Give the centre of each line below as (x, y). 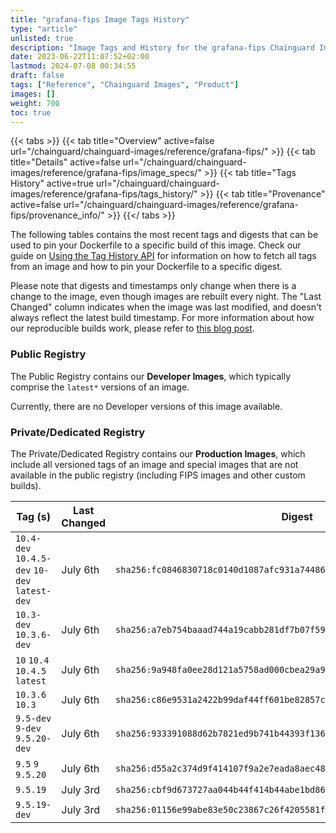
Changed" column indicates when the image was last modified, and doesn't (166, 307)
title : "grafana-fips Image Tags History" (100, 19)
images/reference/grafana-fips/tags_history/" (104, 194)
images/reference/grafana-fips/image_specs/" (106, 173)
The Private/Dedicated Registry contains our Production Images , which (158, 453)
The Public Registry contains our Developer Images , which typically (151, 376)
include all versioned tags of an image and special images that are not (154, 464)
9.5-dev (33, 718)
